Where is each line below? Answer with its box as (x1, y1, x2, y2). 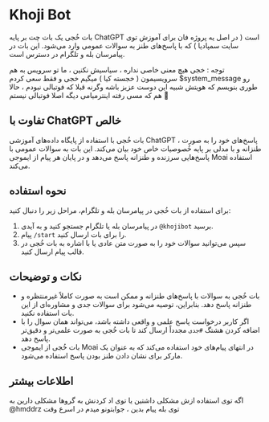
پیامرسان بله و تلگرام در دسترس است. (9, 49, 125, 59)
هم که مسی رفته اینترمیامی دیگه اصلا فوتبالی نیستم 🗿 (9, 90, 169, 100)
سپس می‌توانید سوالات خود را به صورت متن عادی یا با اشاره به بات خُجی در (20, 238, 247, 248)
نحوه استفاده (9, 184, 67, 198)
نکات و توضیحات (9, 269, 83, 283)
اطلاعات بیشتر (9, 374, 74, 387)
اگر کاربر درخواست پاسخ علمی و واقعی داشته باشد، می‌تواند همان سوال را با (20, 317, 250, 326)
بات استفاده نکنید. (20, 308, 75, 318)
